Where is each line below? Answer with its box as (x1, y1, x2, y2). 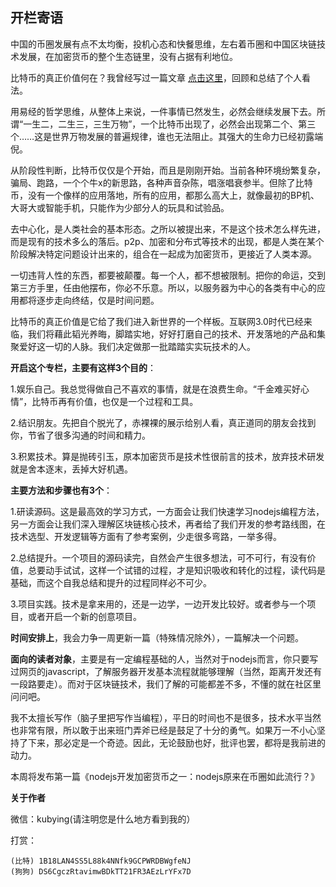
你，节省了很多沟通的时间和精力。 (10, 429, 151, 441)
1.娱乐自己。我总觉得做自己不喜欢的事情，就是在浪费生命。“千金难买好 (10, 383, 301, 395)
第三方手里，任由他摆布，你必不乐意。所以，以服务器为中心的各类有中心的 (10, 281, 317, 293)
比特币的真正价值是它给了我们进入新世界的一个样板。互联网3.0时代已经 (10, 315, 304, 327)
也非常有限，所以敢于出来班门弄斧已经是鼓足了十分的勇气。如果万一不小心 (10, 724, 317, 736)
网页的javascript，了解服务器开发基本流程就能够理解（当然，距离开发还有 (18, 665, 323, 677)
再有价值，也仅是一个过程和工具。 (58, 395, 199, 407)
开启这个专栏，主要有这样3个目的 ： (10, 361, 157, 373)
